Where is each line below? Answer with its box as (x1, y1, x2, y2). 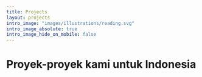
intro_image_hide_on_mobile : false (6, 32, 97, 38)
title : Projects (6, 8, 47, 15)
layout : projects (6, 15, 50, 21)
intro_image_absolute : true (6, 25, 78, 32)
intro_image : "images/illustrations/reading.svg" (6, 20, 135, 26)
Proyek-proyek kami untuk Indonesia (6, 58, 197, 72)
